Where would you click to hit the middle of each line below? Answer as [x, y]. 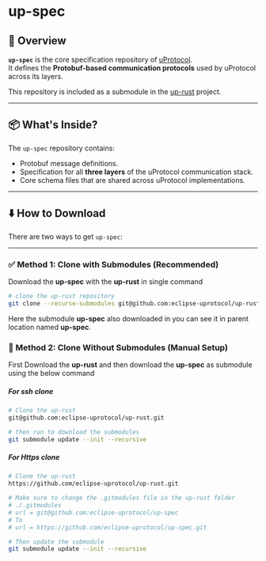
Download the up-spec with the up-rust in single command [106, 281]
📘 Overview [37, 41]
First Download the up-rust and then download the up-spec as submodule [130, 364]
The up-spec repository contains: [61, 148]
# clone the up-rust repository [61, 296]
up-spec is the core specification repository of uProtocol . [100, 59]
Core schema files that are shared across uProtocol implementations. [132, 180]
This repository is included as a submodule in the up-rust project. [115, 92]
